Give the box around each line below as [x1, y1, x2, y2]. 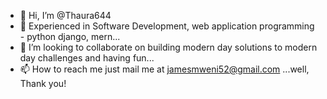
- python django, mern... [19, 31, 121, 42]
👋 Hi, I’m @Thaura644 [19, 10, 112, 21]
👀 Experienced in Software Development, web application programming [19, 20, 315, 32]
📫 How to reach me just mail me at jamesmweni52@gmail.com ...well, [19, 63, 310, 75]
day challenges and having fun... [19, 52, 155, 64]
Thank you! [19, 78, 67, 89]
